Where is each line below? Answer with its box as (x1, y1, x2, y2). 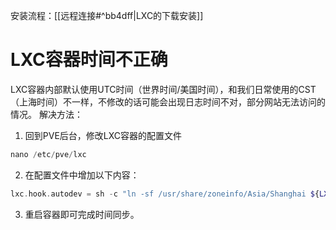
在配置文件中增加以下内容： (24, 169, 140, 181)
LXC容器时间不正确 (10, 49, 168, 71)
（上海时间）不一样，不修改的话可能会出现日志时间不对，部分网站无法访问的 (10, 95, 326, 108)
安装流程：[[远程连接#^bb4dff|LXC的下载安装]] (10, 10, 204, 21)
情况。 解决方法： (10, 108, 83, 120)
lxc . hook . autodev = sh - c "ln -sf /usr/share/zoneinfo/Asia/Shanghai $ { (10, 189, 320, 199)
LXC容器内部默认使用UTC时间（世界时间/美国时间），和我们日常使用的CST (10, 83, 317, 95)
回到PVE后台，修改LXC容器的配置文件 (24, 129, 183, 141)
